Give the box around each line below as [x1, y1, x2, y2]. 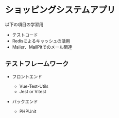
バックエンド [12, 98, 38, 104]
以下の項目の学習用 [5, 21, 44, 27]
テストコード [12, 32, 38, 38]
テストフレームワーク [5, 59, 69, 68]
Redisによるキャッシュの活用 [12, 38, 70, 44]
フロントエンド [12, 74, 42, 79]
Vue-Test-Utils [19, 83, 49, 89]
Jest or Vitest [19, 88, 46, 94]
